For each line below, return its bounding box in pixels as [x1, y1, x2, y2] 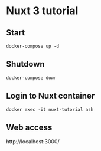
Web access [6, 123, 53, 133]
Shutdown [6, 59, 45, 69]
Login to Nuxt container [6, 91, 95, 101]
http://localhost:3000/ [6, 138, 60, 145]
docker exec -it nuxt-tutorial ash [6, 106, 94, 113]
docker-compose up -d [6, 43, 60, 49]
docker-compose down [6, 75, 57, 81]
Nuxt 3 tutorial [6, 4, 79, 18]
